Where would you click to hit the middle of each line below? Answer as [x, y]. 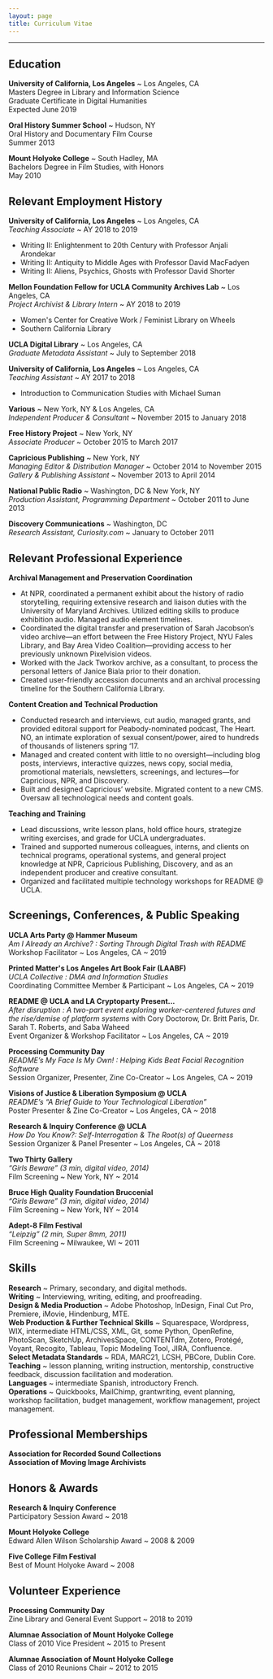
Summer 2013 [32, 142]
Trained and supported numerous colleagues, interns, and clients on [134, 846]
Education [35, 64]
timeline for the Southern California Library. [92, 688]
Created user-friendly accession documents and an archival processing [140, 679]
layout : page [30, 16]
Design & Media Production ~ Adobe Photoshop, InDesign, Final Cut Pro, [131, 1305]
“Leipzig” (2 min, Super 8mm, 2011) [68, 1234]
